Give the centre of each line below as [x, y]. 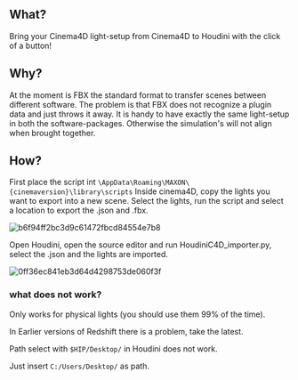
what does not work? [56, 295]
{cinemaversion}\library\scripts [71, 192]
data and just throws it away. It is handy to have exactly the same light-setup [149, 114]
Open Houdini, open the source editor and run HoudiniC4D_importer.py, [141, 245]
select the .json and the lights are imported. [89, 255]
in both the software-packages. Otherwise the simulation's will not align [141, 123]
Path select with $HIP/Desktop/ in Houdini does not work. [113, 348]
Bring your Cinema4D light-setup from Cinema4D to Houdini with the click [145, 36]
